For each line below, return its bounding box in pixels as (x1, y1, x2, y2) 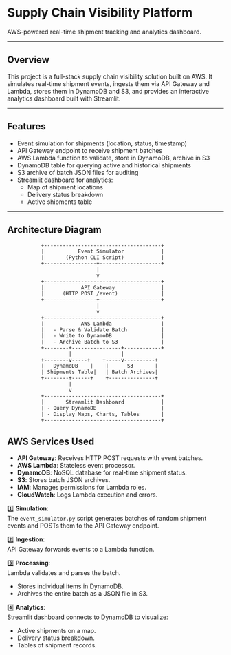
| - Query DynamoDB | (41, 405, 165, 412)
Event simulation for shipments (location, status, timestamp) (16, 139, 188, 147)
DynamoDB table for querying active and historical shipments (16, 160, 191, 169)
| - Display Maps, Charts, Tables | (41, 411, 165, 418)
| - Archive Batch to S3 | (41, 339, 165, 346)
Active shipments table (27, 198, 93, 206)
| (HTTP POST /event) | (41, 291, 165, 298)
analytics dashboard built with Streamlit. (7, 94, 121, 103)
